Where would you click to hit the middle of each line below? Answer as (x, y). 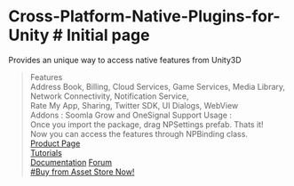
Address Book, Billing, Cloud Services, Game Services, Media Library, (158, 86)
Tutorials (46, 152)
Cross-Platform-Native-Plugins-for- (144, 16)
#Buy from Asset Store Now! (82, 172)
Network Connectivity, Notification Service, (109, 96)
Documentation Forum (71, 162)
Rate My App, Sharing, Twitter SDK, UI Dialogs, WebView (134, 105)
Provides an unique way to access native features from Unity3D (125, 60)
